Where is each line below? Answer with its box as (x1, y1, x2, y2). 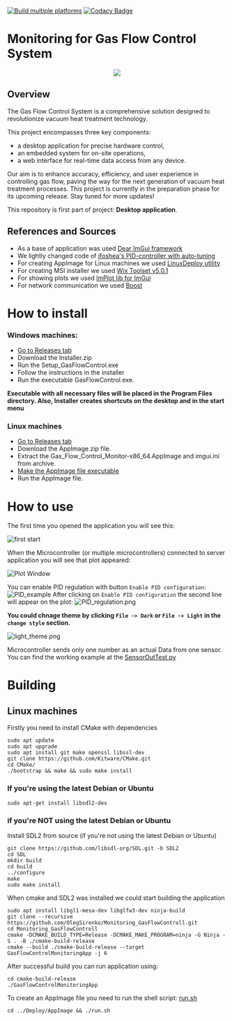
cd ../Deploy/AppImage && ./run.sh (7, 1007, 111, 1014)
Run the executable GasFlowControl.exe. (17, 376, 134, 384)
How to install (7, 305, 88, 321)
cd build (7, 863, 33, 870)
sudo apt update (7, 737, 54, 745)
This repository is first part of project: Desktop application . (7, 205, 178, 214)
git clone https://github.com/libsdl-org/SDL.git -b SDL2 (7, 845, 179, 852)
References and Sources (7, 226, 116, 237)
